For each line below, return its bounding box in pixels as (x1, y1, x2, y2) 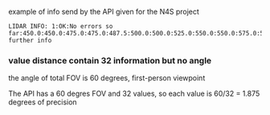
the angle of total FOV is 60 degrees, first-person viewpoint (8, 73, 206, 83)
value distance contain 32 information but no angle (8, 55, 212, 66)
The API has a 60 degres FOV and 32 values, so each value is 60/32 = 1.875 (8, 88, 260, 99)
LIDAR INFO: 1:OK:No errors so (8, 23, 113, 31)
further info (8, 36, 52, 44)
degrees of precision (8, 97, 78, 107)
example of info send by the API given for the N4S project (8, 7, 199, 16)
